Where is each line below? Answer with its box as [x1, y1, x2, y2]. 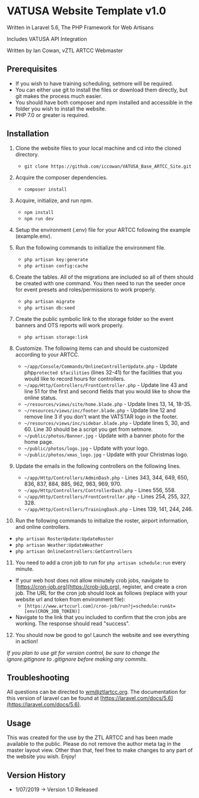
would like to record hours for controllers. [24, 375, 126, 382]
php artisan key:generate [24, 257, 88, 263]
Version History [7, 770, 66, 780]
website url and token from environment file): [15, 595, 126, 603]
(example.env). [15, 232, 52, 239]
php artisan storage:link [24, 334, 88, 340]
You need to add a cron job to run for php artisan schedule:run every [15, 559, 186, 566]
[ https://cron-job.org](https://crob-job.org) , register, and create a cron [15, 583, 187, 590]
